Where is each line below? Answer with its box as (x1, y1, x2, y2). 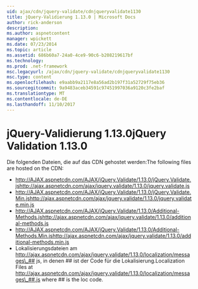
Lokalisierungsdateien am (15, 245, 78, 252)
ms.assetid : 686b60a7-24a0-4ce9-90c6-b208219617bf (6, 52, 133, 58)
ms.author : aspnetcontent (6, 31, 70, 36)
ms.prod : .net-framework (6, 63, 68, 69)
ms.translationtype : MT (6, 90, 65, 96)
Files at (15, 264, 33, 271)
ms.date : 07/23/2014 (6, 42, 58, 48)
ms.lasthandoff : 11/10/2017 (6, 101, 76, 107)
